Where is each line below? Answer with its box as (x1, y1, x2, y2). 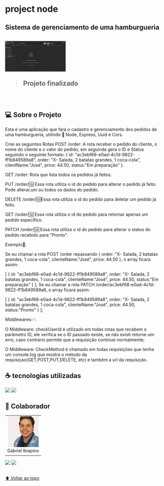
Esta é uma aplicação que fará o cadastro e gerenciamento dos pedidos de (5, 126, 157, 132)
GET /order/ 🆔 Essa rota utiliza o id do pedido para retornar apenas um (5, 211, 148, 217)
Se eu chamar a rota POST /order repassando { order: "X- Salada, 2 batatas (5, 251, 158, 257)
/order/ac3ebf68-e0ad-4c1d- (95, 281, 155, 287)
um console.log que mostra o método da (5, 351, 87, 357)
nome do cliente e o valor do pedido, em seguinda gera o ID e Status (5, 146, 144, 152)
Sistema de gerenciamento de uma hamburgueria (5, 23, 160, 32)
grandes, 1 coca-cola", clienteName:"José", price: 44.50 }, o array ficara (5, 256, 151, 262)
